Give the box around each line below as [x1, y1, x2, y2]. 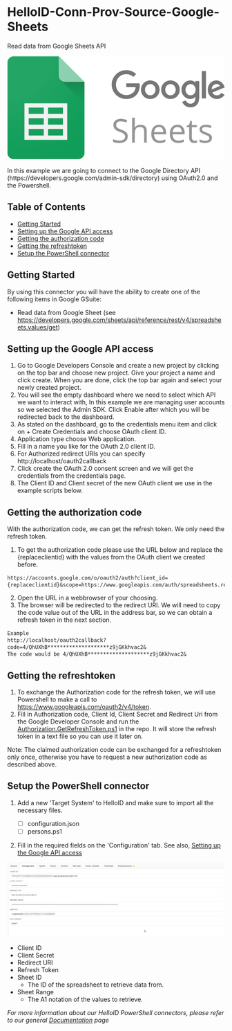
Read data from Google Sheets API [7, 42, 106, 50]
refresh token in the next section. [17, 616, 112, 624]
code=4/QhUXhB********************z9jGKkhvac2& [7, 644, 147, 651]
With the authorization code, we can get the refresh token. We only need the [7, 525, 225, 533]
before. [17, 560, 38, 568]
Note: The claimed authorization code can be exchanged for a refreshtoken [7, 746, 222, 754]
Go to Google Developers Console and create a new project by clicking [17, 361, 220, 370]
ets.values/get [17, 323, 59, 331]
